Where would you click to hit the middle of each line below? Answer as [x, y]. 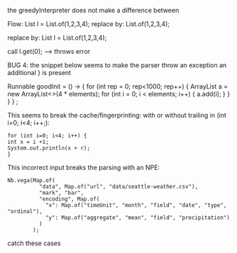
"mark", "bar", [61, 193]
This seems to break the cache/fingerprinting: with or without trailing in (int [117, 115]
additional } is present [39, 73]
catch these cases [34, 243]
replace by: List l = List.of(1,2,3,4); [57, 38]
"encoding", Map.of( [69, 199]
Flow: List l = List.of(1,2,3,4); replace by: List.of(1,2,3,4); [89, 24]
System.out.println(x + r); [49, 148]
